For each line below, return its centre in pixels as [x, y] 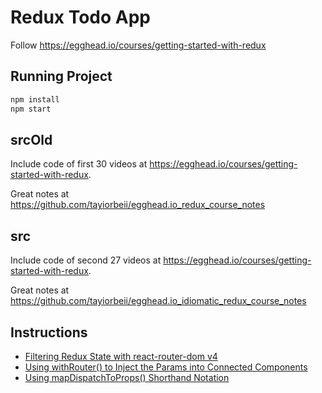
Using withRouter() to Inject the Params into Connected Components [166, 367]
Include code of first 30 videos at [79, 164]
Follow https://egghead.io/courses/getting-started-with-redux [138, 45]
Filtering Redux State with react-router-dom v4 [121, 356]
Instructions [49, 332]
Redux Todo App [81, 17]
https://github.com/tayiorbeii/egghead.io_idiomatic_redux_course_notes [158, 301]
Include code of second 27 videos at [86, 260]
